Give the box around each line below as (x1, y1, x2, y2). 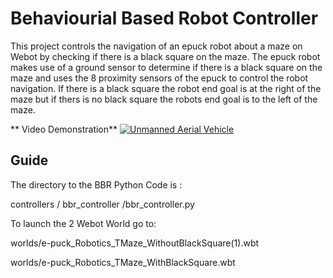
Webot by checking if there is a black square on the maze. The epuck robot (10, 50, 321, 62)
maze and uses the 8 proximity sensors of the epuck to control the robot (10, 72, 309, 84)
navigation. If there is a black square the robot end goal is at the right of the (10, 82, 322, 94)
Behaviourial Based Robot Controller (10, 7, 319, 30)
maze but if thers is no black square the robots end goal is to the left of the (10, 93, 318, 105)
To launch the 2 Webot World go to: (10, 217, 157, 229)
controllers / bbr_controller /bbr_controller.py (10, 198, 195, 210)
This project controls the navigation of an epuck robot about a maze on (10, 40, 303, 52)
